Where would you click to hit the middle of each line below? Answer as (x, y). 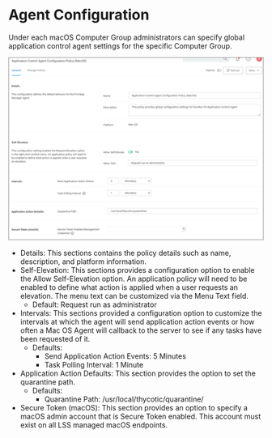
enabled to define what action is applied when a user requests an (129, 287)
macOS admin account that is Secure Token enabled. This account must (140, 417)
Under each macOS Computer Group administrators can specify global (127, 37)
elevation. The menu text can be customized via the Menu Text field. (134, 296)
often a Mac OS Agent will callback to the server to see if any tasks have (141, 330)
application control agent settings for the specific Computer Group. (120, 45)
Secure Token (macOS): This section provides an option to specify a (134, 408)
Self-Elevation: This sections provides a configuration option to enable (137, 270)
